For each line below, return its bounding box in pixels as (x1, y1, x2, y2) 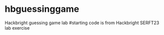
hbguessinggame (5, 3, 80, 15)
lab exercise (5, 25, 30, 31)
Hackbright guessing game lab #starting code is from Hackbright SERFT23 (5, 20, 159, 26)
